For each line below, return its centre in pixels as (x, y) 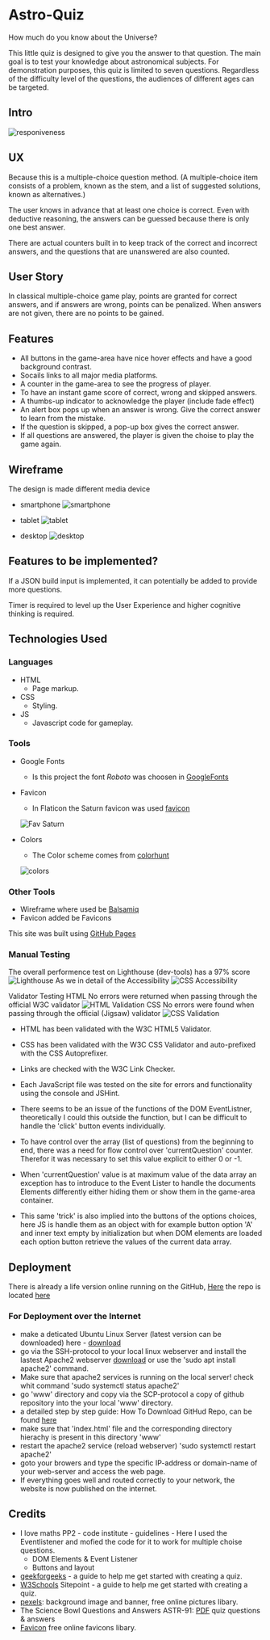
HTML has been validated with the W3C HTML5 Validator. (116, 1029)
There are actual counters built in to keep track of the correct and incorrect (133, 242)
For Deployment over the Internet (75, 1317)
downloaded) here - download (71, 1343)
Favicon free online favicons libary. (78, 1628)
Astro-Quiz (46, 15)
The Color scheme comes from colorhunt (100, 855)
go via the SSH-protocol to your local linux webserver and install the (133, 1351)
